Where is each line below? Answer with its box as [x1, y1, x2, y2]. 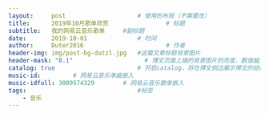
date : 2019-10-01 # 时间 [8, 34, 157, 43]
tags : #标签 [8, 86, 154, 95]
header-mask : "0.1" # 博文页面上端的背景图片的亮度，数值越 [8, 57, 259, 65]
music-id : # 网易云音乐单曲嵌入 [8, 71, 134, 79]
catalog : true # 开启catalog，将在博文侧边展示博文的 [8, 64, 254, 72]
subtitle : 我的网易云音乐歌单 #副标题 [8, 26, 145, 35]
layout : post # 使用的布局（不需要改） [8, 11, 211, 20]
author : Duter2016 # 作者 [8, 42, 186, 50]
